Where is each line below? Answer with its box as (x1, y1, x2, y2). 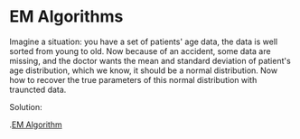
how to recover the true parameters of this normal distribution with (9, 74, 258, 85)
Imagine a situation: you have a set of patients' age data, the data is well (9, 36, 278, 47)
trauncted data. (9, 84, 67, 95)
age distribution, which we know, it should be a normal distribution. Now (9, 65, 278, 76)
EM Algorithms (9, 6, 124, 27)
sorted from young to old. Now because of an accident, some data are (9, 45, 271, 56)
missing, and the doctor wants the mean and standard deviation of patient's (9, 55, 291, 66)
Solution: (9, 101, 42, 112)
